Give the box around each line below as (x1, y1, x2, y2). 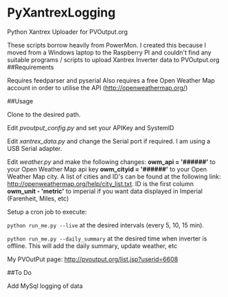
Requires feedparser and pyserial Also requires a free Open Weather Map (7, 76, 215, 84)
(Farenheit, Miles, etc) (7, 194, 69, 203)
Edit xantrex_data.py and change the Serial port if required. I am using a (7, 136, 211, 145)
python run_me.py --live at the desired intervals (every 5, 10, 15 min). (7, 221, 205, 229)
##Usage (7, 96, 34, 105)
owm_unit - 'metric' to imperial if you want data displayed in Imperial (7, 187, 203, 195)
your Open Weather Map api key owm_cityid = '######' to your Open (7, 165, 207, 173)
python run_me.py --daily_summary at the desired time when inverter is (7, 234, 207, 243)
